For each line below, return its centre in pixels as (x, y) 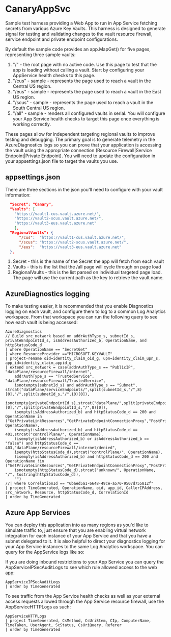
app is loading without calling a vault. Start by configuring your (78, 70)
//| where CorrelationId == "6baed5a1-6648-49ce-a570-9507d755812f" (79, 484)
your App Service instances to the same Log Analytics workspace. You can (84, 546)
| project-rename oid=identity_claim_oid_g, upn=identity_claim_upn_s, (83, 359)
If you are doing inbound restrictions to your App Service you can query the (84, 562)
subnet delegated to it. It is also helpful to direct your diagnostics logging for (85, 541)
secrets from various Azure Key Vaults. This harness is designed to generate (85, 28)
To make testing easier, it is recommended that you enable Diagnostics (79, 306)
